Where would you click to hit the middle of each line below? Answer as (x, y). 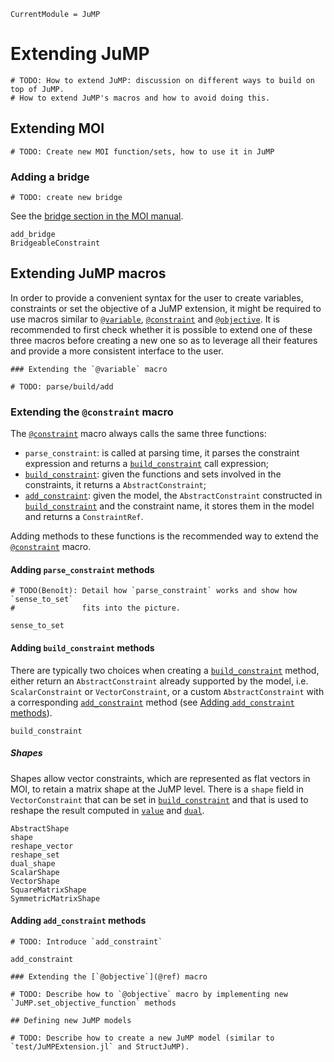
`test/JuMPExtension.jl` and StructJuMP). (100, 1046)
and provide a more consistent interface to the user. (117, 351)
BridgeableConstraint (55, 243)
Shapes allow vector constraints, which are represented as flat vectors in (160, 778)
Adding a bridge (50, 177)
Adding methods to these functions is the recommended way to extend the (164, 536)
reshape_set (35, 855)
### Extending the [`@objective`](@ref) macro (109, 976)
